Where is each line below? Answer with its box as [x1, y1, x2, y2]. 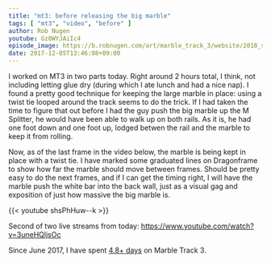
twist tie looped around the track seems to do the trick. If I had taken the [8, 98, 248, 106]
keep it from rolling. [8, 131, 73, 141]
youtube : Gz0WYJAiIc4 [8, 34, 81, 43]
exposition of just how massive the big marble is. [8, 190, 171, 199]
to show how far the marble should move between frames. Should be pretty [8, 165, 260, 173]
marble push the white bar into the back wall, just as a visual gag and [8, 182, 238, 190]
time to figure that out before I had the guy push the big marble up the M [8, 106, 250, 115]
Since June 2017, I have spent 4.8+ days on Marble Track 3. [8, 245, 207, 255]
